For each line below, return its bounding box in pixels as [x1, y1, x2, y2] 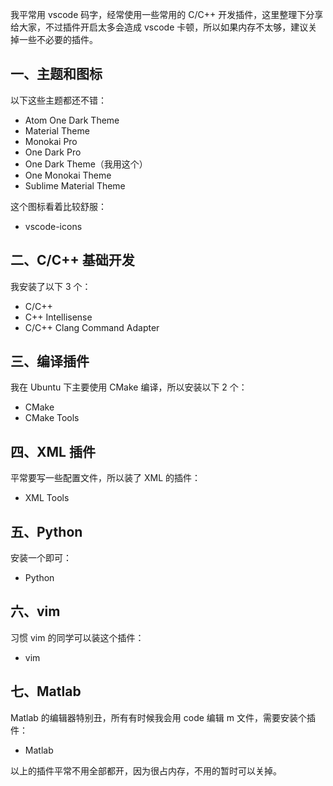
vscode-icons [24, 220, 83, 232]
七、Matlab [10, 683, 82, 700]
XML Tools [24, 492, 70, 504]
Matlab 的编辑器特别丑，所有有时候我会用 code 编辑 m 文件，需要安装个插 [10, 711, 316, 723]
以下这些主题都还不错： [10, 94, 107, 106]
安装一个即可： [10, 552, 72, 564]
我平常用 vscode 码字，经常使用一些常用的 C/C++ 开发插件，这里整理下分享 [10, 9, 324, 20]
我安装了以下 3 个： [10, 280, 92, 292]
